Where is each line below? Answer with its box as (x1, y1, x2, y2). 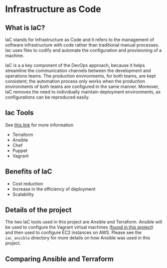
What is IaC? (5, 23, 45, 32)
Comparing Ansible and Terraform (5, 254, 114, 263)
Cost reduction (12, 180, 43, 186)
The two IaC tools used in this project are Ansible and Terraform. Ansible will (5, 219, 163, 225)
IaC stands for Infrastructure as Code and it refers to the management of (5, 36, 155, 42)
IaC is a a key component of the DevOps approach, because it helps (5, 62, 145, 68)
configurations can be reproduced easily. (5, 94, 90, 100)
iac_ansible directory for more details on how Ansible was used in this (5, 235, 151, 241)
